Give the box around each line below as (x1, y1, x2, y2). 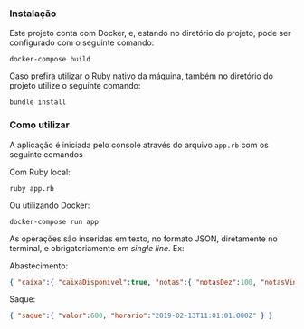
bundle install (9, 98, 67, 107)
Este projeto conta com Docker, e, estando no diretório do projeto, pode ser (9, 28, 291, 39)
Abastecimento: (9, 260, 69, 271)
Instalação (9, 7, 57, 20)
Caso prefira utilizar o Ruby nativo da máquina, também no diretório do (9, 70, 274, 81)
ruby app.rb (9, 183, 54, 193)
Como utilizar (9, 118, 70, 131)
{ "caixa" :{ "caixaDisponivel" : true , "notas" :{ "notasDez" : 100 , (9, 277, 257, 287)
